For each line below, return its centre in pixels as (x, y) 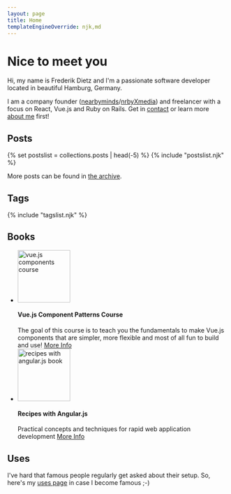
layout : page (26, 14)
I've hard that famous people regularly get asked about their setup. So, (109, 475)
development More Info (51, 437)
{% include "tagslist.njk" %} (47, 215)
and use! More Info (44, 345)
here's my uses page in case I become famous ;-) (79, 482)
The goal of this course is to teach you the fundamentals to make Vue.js (121, 330)
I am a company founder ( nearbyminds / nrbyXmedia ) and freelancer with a (114, 101)
